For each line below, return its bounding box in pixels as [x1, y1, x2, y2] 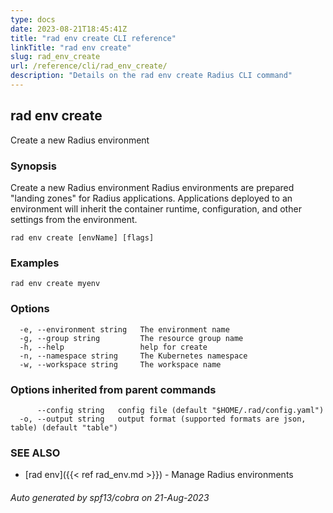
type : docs [10, 14, 56, 25]
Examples [10, 256, 60, 270]
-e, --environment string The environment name [19, 324, 230, 335]
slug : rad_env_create [10, 52, 101, 62]
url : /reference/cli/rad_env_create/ [10, 61, 168, 71]
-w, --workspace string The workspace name [19, 359, 222, 370]
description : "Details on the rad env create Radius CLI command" [10, 71, 293, 81]
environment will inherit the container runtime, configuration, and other [10, 202, 302, 215]
